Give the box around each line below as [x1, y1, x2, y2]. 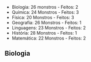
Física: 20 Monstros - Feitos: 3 [11, 15, 75, 20]
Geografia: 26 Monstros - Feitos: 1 [11, 20, 82, 25]
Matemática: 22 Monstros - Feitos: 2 [11, 35, 86, 41]
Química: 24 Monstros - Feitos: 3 [11, 9, 79, 15]
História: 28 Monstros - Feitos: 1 [11, 30, 77, 36]
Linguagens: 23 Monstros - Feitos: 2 [11, 25, 86, 31]
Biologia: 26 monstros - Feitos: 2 [11, 4, 79, 10]
